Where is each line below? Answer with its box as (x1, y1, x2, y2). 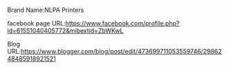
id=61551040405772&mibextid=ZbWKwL (7, 27, 124, 34)
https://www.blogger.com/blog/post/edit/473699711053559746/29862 (20, 48, 223, 55)
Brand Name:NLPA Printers (7, 6, 84, 14)
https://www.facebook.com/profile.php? (65, 19, 180, 27)
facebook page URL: (7, 19, 66, 27)
